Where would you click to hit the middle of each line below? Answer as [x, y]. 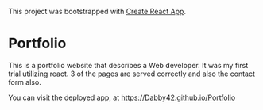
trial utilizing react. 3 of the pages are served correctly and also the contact [132, 74]
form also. [25, 82]
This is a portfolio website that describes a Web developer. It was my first [128, 65]
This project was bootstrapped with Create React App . [97, 11]
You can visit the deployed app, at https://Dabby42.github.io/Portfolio [122, 97]
